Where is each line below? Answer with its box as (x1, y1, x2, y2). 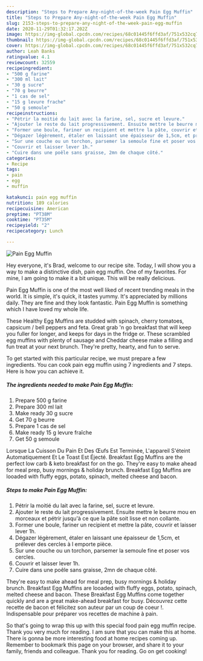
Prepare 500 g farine (14, 396, 68, 404)
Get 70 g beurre (14, 416, 55, 423)
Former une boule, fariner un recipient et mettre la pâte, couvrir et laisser (14, 521, 197, 528)
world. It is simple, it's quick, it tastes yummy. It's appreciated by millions (6, 292, 187, 300)
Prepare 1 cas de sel (14, 422, 66, 430)
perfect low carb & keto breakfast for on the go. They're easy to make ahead (6, 459, 197, 467)
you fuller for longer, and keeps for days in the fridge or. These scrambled (6, 330, 190, 337)
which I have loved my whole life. (6, 305, 89, 312)
